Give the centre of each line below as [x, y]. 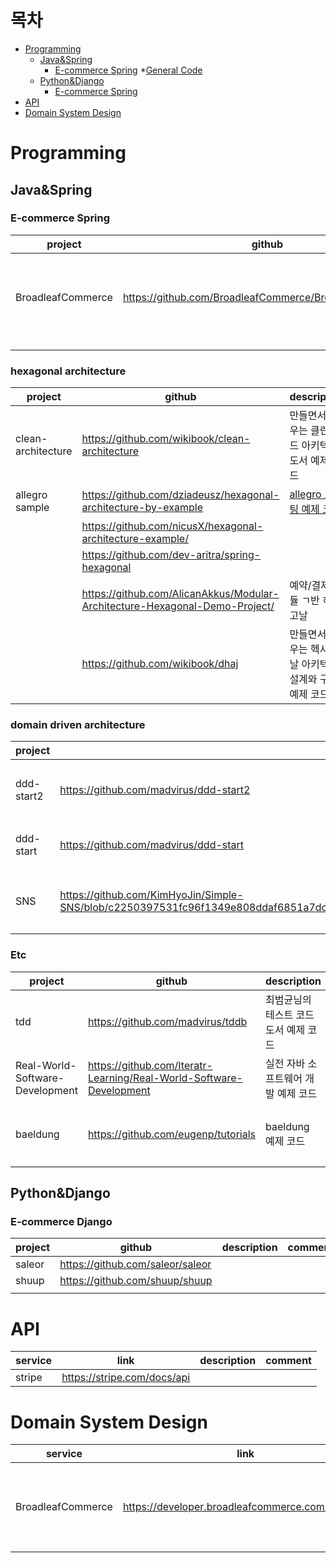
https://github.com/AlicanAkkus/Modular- [180, 594]
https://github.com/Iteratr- [150, 1065]
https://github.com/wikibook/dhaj [160, 664]
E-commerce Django [61, 1222]
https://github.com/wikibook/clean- [166, 439]
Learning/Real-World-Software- [165, 1078]
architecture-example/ [135, 539]
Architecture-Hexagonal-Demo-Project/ [178, 606]
